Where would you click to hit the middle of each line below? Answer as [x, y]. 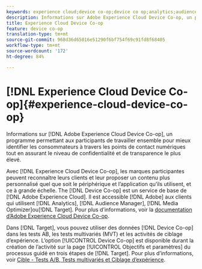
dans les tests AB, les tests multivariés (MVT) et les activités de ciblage [94, 234]
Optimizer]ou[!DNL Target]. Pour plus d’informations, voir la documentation [99, 209]
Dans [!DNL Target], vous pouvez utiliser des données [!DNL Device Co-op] [100, 227]
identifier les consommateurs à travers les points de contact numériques [96, 147]
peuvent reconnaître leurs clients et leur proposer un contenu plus [88, 178]
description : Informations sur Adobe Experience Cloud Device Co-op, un [99, 17]
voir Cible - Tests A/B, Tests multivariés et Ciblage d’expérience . [86, 259]
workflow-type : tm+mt [33, 46]
